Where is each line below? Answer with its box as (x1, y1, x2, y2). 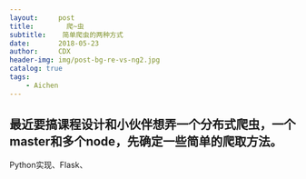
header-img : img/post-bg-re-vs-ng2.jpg (9, 55, 161, 65)
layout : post (9, 13, 75, 23)
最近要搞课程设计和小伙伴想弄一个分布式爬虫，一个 (9, 117, 296, 133)
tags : (9, 73, 30, 82)
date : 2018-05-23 (9, 38, 100, 48)
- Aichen (25, 81, 59, 90)
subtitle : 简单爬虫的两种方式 (9, 30, 124, 39)
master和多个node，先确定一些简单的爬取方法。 (9, 134, 283, 150)
